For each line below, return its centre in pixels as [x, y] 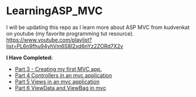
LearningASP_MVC [55, 11]
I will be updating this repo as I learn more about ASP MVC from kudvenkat [98, 27]
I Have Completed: [29, 57]
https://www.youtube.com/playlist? [49, 40]
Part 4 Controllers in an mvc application [63, 75]
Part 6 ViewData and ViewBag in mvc [60, 88]
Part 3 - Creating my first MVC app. [58, 69]
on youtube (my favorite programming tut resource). [70, 33]
